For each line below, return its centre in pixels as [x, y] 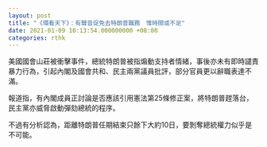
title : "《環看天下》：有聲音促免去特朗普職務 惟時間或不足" [97, 23]
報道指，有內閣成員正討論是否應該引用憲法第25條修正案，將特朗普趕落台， [131, 98]
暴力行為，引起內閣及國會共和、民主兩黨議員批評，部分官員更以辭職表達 [126, 72]
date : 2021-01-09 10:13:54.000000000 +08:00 [83, 30]
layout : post [30, 15]
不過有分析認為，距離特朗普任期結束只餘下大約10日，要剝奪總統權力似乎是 [130, 125]
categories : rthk [37, 38]
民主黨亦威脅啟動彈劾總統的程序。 [64, 108]
